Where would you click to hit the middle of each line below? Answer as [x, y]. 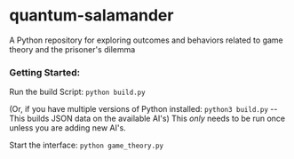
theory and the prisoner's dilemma [72, 49]
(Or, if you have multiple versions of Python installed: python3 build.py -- [143, 109]
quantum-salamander [91, 16]
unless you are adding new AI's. [68, 128]
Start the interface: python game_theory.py [87, 145]
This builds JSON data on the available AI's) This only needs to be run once [147, 119]
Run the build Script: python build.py [77, 92]
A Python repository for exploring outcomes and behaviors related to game [147, 40]
